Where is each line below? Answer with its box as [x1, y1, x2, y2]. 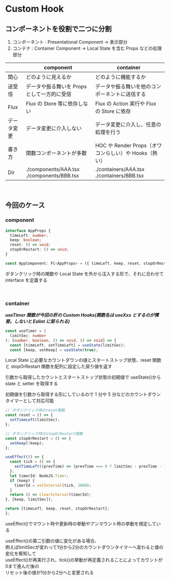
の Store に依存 [95, 108, 132, 115]
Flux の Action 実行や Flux [95, 100, 157, 107]
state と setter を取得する [5, 381, 58, 387]
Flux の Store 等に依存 [26, 100, 78, 107]
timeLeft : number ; [10, 233, 49, 238]
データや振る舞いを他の [95, 83, 151, 90]
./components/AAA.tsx [26, 166, 80, 173]
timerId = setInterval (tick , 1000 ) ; [14, 483, 92, 488]
